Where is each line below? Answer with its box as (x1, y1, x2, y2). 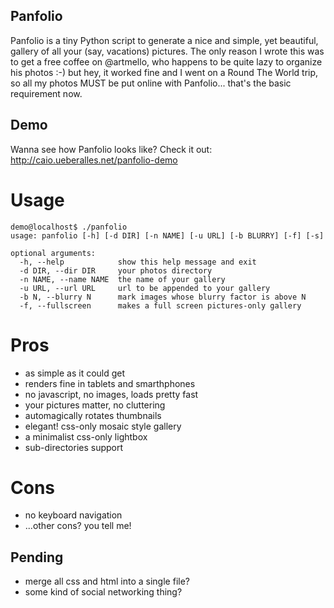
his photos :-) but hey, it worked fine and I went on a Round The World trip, (10, 66, 319, 78)
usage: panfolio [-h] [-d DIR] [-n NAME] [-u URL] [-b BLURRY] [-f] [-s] (10, 230, 325, 241)
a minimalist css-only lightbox (24, 430, 148, 443)
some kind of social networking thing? (24, 586, 183, 598)
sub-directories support (24, 441, 124, 453)
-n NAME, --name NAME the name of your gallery (19, 274, 226, 284)
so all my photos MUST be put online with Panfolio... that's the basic (10, 77, 292, 89)
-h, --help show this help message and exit (19, 257, 257, 267)
